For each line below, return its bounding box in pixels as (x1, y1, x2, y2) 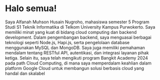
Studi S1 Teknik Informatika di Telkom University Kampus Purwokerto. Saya (5, 24, 156, 30)
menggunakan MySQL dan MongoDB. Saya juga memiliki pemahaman (5, 45, 145, 50)
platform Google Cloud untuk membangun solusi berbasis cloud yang (5, 65, 144, 71)
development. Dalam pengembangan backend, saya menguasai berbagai (5, 34, 152, 40)
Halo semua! (5, 3, 57, 14)
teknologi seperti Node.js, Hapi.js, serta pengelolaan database (5, 39, 130, 45)
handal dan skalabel (5, 70, 45, 76)
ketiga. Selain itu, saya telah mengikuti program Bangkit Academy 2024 (5, 55, 148, 61)
